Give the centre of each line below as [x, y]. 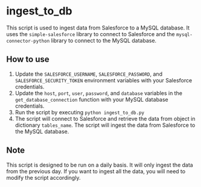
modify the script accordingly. [43, 177]
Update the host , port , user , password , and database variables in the [99, 93]
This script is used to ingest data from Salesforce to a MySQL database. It [98, 28]
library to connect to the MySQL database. [104, 40]
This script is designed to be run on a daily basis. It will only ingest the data [100, 165]
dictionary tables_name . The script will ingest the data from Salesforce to [105, 125]
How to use [28, 59]
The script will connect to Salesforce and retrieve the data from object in [105, 118]
